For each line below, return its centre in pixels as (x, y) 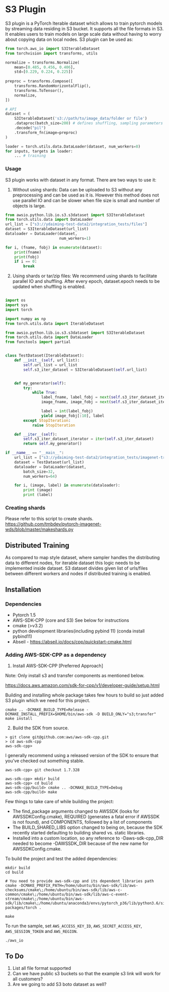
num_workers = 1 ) (75, 238)
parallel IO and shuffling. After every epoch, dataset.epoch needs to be (86, 281)
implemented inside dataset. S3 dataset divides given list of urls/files (76, 568)
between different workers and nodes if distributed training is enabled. (78, 574)
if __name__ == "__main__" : (35, 453)
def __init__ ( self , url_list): (47, 360)
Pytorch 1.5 (24, 615)
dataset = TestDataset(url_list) (49, 462)
